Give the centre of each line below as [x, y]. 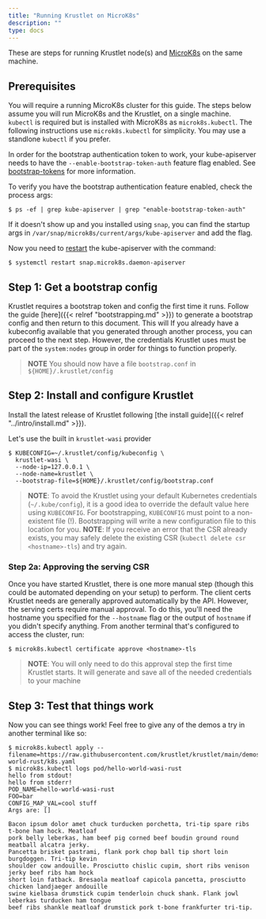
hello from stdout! [40, 775]
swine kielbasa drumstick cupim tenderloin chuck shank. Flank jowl [123, 894]
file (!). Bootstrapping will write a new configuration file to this [156, 521]
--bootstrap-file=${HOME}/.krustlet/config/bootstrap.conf [115, 481]
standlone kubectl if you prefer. [59, 139]
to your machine [54, 681]
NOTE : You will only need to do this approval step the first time [130, 664]
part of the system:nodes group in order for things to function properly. [123, 348]
